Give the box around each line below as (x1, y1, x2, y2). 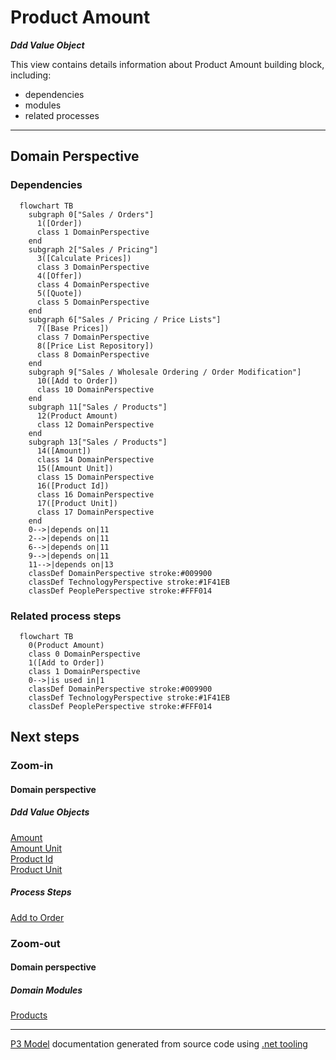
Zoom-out (10, 936, 61, 950)
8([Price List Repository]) (36, 341, 155, 351)
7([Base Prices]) (36, 323, 110, 333)
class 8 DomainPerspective (36, 349, 150, 360)
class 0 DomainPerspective (28, 649, 141, 659)
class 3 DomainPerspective (36, 262, 150, 272)
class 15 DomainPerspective (36, 472, 155, 482)
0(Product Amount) (28, 640, 105, 650)
